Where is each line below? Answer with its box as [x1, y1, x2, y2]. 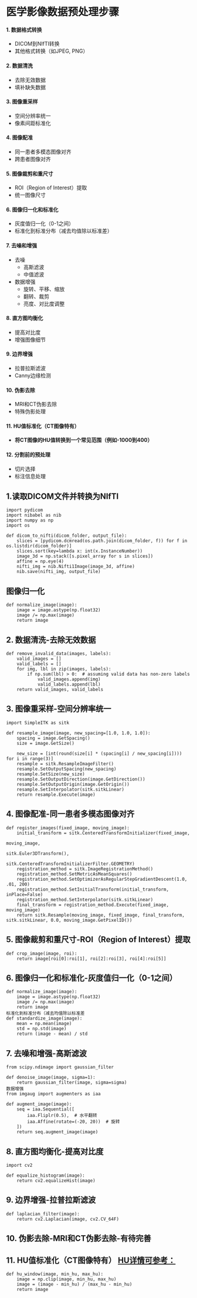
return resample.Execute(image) [16, 792, 96, 798]
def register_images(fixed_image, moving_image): [6, 825, 130, 831]
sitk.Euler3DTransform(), [6, 850, 69, 856]
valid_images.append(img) [37, 676, 101, 683]
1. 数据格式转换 [6, 26, 42, 33]
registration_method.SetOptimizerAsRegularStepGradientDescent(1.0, [16, 876, 188, 882]
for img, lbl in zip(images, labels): [16, 666, 111, 672]
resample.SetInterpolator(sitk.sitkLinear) [16, 786, 125, 792]
